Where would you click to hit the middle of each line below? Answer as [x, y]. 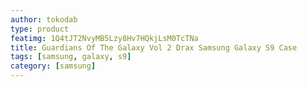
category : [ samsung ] [53, 66]
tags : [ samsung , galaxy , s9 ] [71, 57]
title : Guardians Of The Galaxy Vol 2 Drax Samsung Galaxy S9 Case [154, 47]
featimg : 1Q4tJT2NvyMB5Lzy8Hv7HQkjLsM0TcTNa [104, 38]
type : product [40, 29]
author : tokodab [44, 19]
